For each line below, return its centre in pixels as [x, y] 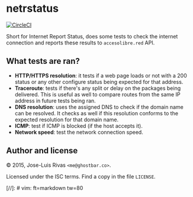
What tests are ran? [43, 61]
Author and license [42, 151]
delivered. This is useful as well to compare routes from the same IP [97, 94]
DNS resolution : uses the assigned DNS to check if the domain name [99, 107]
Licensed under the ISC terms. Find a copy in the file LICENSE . [81, 176]
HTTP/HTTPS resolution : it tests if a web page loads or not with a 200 [101, 75]
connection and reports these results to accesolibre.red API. [81, 43]
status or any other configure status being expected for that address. [99, 82]
